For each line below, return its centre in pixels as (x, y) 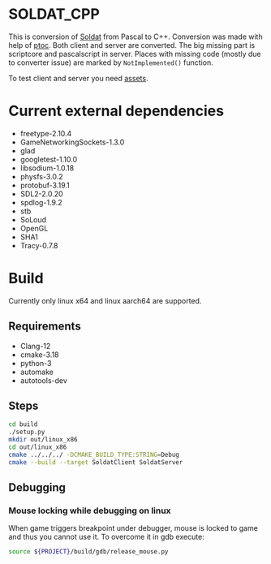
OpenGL (34, 228)
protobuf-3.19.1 (45, 185)
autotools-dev (43, 380)
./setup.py (27, 432)
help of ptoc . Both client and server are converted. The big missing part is (132, 45)
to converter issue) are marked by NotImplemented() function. (111, 62)
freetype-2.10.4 (46, 133)
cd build (23, 424)
